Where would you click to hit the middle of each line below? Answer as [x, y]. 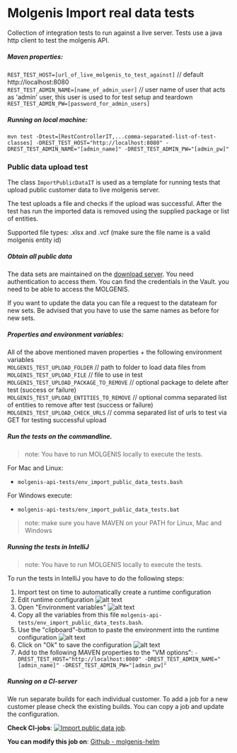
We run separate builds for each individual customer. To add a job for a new [118, 699]
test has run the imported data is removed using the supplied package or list [118, 211]
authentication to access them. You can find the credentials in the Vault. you [118, 282]
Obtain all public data [40, 256]
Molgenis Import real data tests [101, 13]
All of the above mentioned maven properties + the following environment [115, 352]
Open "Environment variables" [62, 608]
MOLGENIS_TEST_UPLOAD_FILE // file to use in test [75, 375]
